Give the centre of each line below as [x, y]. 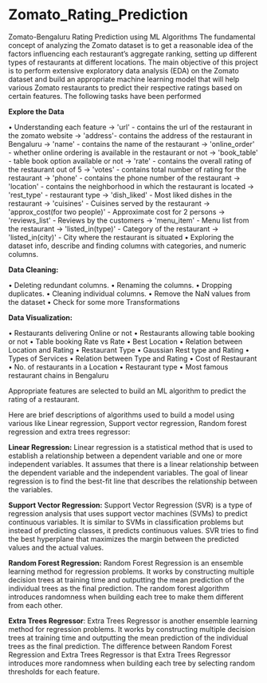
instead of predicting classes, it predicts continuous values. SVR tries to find [133, 530]
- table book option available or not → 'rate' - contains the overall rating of [130, 160]
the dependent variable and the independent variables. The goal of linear [128, 472]
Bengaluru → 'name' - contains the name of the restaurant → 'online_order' [132, 144]
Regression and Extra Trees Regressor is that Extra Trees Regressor [120, 654]
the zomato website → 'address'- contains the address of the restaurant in [130, 135]
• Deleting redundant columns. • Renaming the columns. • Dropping [120, 285]
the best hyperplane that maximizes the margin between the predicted [124, 539]
